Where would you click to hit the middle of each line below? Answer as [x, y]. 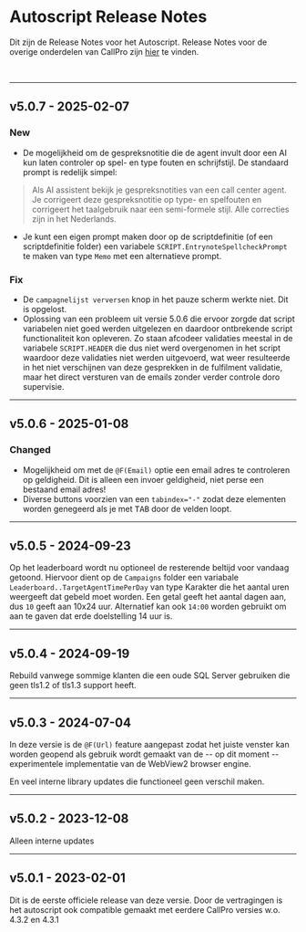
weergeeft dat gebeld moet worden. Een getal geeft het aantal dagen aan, [148, 597]
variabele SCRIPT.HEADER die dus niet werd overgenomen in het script [151, 348]
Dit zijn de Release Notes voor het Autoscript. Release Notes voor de [138, 42]
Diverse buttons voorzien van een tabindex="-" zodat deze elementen [154, 498]
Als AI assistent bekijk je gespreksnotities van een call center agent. [159, 190]
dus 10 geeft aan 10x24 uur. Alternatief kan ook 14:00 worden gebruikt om [148, 607]
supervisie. [43, 386]
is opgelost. [45, 309]
